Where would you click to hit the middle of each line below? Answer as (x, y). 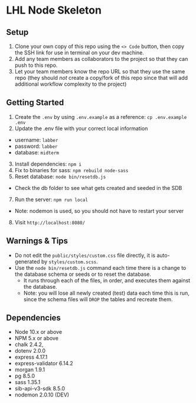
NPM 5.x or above (37, 338)
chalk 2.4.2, (29, 344)
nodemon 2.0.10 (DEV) (42, 395)
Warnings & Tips (37, 241)
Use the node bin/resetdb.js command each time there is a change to (100, 267)
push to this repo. (36, 65)
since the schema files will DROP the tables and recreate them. (98, 299)
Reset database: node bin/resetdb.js (60, 176)
